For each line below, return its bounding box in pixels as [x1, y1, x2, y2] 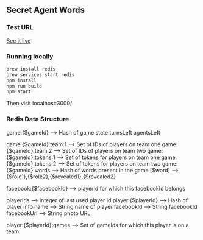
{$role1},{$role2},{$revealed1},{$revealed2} [6, 173, 116, 180]
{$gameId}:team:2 [6, 147, 52, 154]
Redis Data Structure [6, 115, 69, 124]
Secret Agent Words [6, 5, 85, 15]
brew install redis [6, 66, 56, 72]
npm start [6, 88, 32, 95]
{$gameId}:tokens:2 [6, 160, 57, 167]
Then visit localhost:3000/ [6, 100, 73, 107]
